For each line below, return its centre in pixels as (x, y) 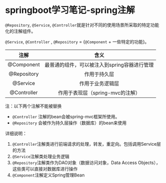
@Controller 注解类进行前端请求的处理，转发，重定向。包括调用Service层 (86, 144)
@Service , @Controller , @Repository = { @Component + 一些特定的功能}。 (77, 42)
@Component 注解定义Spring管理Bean (49, 175)
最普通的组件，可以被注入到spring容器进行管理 (99, 65)
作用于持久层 (99, 74)
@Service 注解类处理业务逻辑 (41, 156)
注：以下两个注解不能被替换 (33, 106)
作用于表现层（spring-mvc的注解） (99, 92)
